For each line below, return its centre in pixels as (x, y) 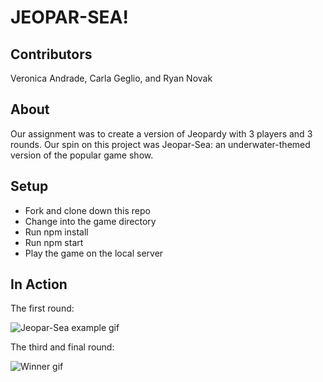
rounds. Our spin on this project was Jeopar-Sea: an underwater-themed (160, 144)
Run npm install (56, 232)
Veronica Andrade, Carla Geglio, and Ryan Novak (111, 78)
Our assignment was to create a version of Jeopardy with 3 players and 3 (161, 133)
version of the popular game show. (82, 155)
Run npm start (54, 242)
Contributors (51, 54)
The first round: (42, 308)
